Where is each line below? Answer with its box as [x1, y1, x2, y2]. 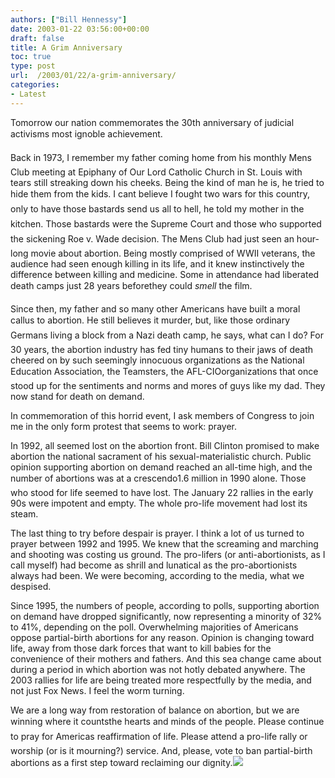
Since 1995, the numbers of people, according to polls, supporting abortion [10, 599, 320, 611]
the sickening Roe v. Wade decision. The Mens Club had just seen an [10, 232, 295, 245]
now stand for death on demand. [10, 390, 145, 402]
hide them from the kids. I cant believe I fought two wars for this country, [10, 187, 310, 200]
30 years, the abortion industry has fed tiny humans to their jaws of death [10, 343, 313, 355]
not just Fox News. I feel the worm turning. [10, 684, 185, 696]
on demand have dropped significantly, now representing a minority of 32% [10, 610, 323, 622]
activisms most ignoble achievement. [10, 127, 163, 140]
